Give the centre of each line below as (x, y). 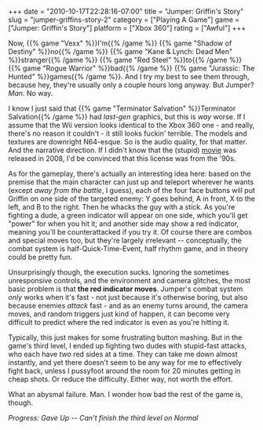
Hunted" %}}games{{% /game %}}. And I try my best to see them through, (129, 77)
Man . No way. (31, 93)
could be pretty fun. (40, 257)
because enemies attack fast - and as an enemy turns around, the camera (128, 306)
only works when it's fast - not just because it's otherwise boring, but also (128, 297)
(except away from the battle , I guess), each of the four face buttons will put (131, 190)
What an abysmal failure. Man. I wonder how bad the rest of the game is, (126, 394)
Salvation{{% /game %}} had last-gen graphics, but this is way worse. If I (127, 117)
